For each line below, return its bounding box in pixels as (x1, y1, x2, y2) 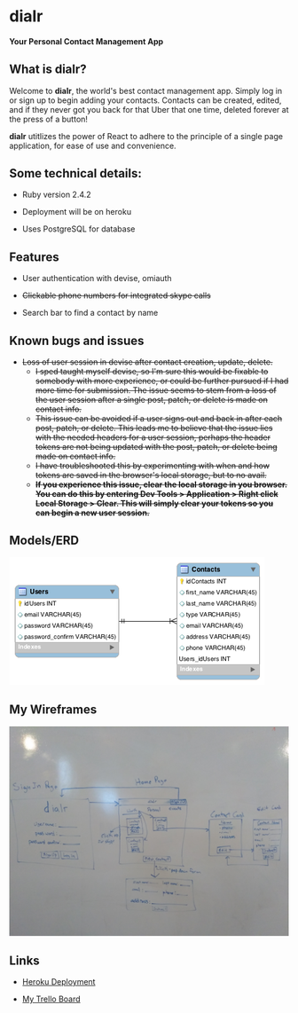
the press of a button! (9, 114, 89, 124)
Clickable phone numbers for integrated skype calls (21, 290, 211, 301)
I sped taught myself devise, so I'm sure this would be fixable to (35, 366, 269, 377)
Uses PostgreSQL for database (21, 224, 136, 234)
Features (9, 249, 59, 264)
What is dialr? (9, 62, 87, 77)
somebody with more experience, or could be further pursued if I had (35, 375, 289, 387)
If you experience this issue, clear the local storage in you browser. (35, 479, 288, 490)
